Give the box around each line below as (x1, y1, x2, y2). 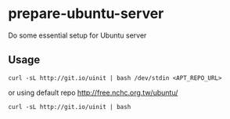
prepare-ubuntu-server (8, 5, 164, 23)
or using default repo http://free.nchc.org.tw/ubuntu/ (8, 88, 178, 97)
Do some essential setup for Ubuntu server (8, 31, 147, 40)
